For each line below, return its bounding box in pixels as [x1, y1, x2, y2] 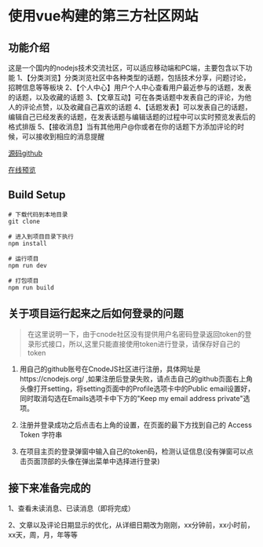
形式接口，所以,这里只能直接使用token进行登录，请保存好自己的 [34, 339, 241, 348]
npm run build [8, 283, 55, 291]
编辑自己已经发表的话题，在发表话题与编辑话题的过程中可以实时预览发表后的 [8, 112, 256, 122]
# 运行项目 [8, 254, 39, 263]
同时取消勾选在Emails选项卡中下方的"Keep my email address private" [19, 393, 243, 403]
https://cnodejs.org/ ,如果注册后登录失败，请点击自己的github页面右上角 [19, 374, 254, 383]
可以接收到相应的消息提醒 [21, 132, 104, 141]
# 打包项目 [8, 276, 39, 285]
